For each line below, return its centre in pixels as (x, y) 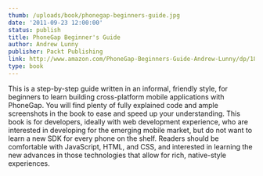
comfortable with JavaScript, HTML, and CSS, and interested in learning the (130, 146)
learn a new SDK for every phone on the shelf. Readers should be (113, 138)
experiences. (29, 163)
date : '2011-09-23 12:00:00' (56, 23)
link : (17, 59)
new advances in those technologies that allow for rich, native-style (117, 155)
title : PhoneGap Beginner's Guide (65, 37)
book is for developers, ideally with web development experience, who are (128, 121)
